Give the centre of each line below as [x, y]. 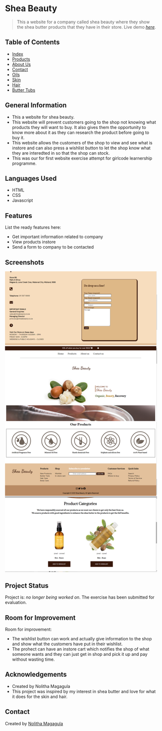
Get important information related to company [57, 237]
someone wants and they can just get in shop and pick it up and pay [80, 654]
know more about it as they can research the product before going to [81, 132]
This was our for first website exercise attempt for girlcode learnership [82, 158]
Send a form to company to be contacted [53, 247]
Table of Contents [33, 42]
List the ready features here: [33, 227]
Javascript [22, 200]
